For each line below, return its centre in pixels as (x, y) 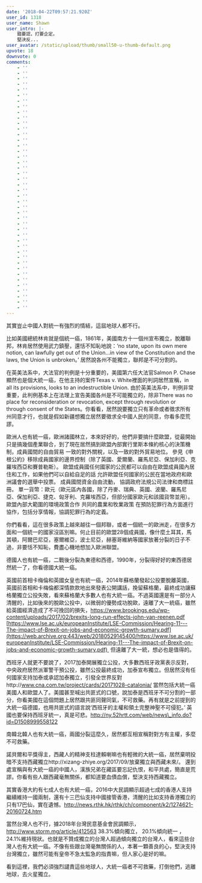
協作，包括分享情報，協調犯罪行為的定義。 (59, 512)
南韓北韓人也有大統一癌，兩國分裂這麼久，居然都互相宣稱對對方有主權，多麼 (101, 734)
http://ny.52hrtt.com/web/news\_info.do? (141, 715)
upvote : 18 (20, 51)
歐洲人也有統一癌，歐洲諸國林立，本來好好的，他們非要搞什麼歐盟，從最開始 (101, 437)
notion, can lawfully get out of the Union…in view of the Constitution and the (101, 353)
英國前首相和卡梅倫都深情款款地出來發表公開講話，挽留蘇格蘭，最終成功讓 (98, 587)
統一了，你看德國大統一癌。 (45, 567)
